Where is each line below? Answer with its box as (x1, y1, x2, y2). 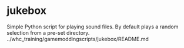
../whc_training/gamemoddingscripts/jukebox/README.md (6, 35, 149, 42)
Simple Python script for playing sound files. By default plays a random (6, 23, 179, 30)
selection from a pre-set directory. (6, 29, 90, 36)
